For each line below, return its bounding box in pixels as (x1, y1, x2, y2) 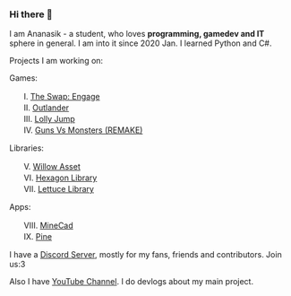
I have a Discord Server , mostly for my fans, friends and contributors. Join (9, 249, 282, 260)
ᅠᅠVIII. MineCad (9, 220, 73, 231)
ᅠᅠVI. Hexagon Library (9, 172, 98, 183)
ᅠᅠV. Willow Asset (9, 161, 81, 172)
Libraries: (9, 143, 45, 153)
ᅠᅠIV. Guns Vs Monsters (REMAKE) (9, 125, 143, 135)
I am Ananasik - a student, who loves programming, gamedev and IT (9, 29, 265, 39)
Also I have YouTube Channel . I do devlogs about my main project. (9, 276, 253, 287)
